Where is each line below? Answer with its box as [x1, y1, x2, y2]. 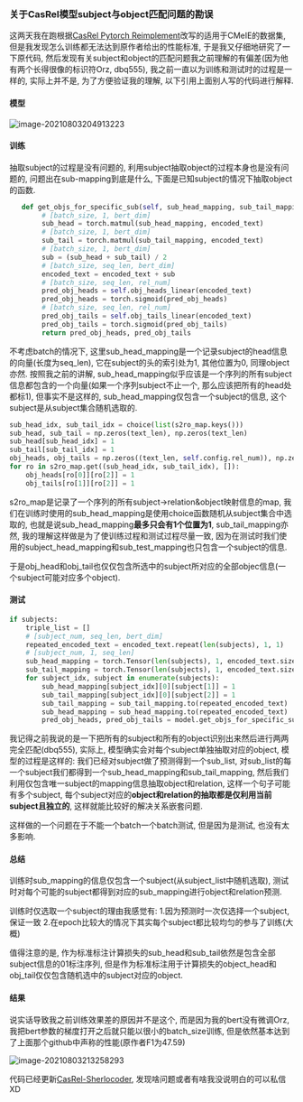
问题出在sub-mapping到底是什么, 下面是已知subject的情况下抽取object [29, 173, 293, 184]
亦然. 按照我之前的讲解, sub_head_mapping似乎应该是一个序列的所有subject [9, 368, 292, 379]
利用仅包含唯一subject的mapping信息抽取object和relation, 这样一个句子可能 [9, 778, 291, 789]
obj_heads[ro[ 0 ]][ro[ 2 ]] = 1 [25, 470, 135, 479]
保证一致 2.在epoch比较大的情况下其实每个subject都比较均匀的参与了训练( [9, 917, 286, 928]
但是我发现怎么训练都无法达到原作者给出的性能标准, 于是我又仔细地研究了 [9, 42, 282, 52]
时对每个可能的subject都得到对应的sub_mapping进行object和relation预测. [9, 886, 282, 897]
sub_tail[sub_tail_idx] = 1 [9, 445, 115, 455]
